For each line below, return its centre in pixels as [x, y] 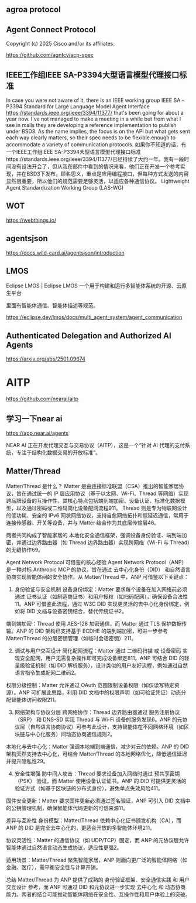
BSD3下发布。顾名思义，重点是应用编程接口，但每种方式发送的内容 [107, 174]
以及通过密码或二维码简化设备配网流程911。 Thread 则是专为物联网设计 [102, 508]
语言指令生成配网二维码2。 [47, 672]
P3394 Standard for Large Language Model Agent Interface [78, 107]
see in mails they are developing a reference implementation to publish [91, 125]
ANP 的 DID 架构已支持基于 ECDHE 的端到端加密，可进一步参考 [92, 631]
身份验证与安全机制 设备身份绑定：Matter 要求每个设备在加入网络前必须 [101, 589]
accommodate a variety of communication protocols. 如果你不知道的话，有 [96, 145]
